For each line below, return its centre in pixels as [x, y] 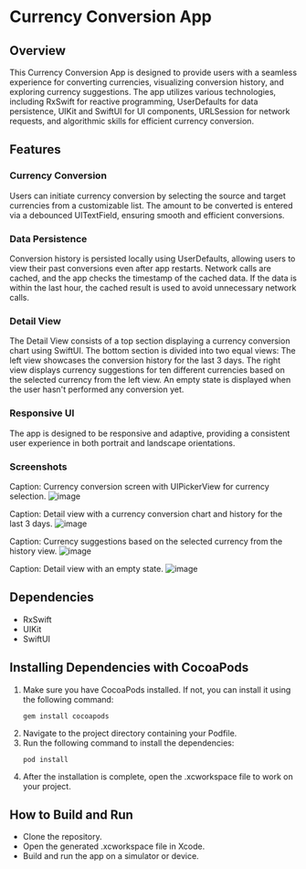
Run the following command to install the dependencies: [128, 743]
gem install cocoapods [66, 716]
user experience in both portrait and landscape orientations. [122, 443]
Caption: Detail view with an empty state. [87, 568]
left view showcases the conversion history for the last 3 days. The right [145, 360]
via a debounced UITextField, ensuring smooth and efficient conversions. [147, 215]
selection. [28, 496]
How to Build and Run [72, 815]
